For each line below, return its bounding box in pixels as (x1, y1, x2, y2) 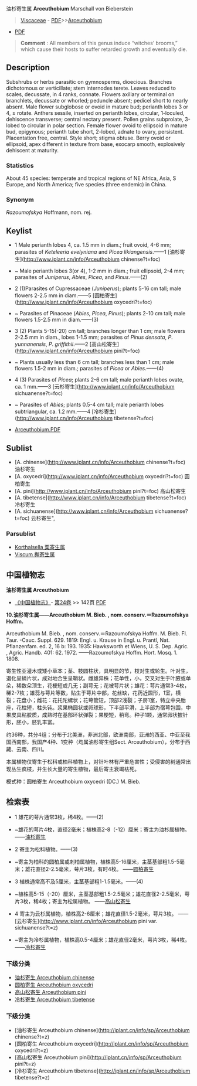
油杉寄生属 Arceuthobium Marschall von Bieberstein (6, 5, 134, 12)
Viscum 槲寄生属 (14, 551, 55, 558)
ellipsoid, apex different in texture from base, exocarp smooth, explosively (6, 140, 185, 148)
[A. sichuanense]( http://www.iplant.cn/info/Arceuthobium (14, 508, 154, 515)
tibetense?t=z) (14, 1074, 50, 1081)
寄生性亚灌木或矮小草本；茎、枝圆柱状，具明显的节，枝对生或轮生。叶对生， (6, 668, 191, 675)
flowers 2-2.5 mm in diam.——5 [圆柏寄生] (14, 292, 117, 299)
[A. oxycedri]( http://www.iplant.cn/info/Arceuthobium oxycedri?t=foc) (14, 473, 184, 480)
